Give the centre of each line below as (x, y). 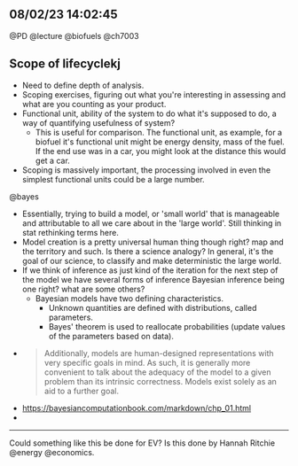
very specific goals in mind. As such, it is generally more (147, 362)
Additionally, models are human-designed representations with (159, 353)
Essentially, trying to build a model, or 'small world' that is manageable (151, 214)
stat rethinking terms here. (71, 232)
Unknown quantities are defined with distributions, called (153, 307)
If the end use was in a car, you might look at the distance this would (161, 151)
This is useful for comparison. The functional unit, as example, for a (158, 132)
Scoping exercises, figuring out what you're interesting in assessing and (154, 94)
